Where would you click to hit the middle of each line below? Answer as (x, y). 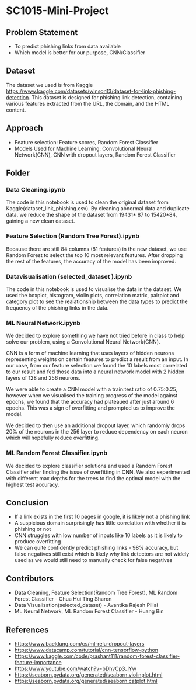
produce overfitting (38, 542)
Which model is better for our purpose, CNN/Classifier (80, 53)
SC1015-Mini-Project (57, 11)
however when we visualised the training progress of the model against (92, 396)
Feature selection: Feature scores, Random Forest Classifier (86, 142)
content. (16, 110)
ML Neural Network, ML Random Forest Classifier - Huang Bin (89, 611)
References (27, 630)
